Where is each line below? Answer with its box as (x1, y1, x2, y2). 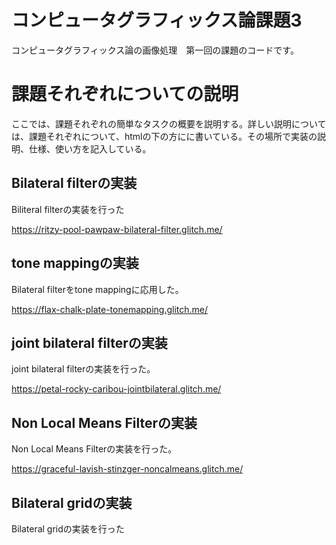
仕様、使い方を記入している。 (28, 142, 152, 155)
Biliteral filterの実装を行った (11, 203, 125, 215)
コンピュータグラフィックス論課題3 (11, 9, 303, 32)
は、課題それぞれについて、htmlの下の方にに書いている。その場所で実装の (11, 130, 318, 142)
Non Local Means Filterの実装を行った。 (11, 443, 178, 455)
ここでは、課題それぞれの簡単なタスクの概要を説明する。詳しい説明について (11, 117, 327, 130)
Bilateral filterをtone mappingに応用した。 (11, 283, 184, 295)
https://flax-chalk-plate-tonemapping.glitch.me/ (11, 303, 209, 315)
